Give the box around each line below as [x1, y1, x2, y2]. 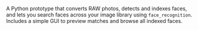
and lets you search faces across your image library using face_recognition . [6, 11, 193, 18]
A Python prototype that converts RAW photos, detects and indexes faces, [6, 5, 187, 12]
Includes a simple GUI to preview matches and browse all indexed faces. [6, 18, 183, 24]
